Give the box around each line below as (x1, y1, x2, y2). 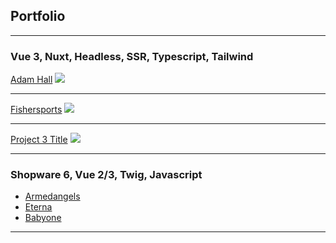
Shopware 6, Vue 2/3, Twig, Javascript (10, 168, 203, 182)
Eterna (24, 201, 53, 213)
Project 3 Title (10, 134, 68, 146)
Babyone (24, 212, 62, 224)
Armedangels (24, 190, 81, 203)
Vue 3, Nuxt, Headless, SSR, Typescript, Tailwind (10, 49, 254, 63)
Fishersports (10, 104, 63, 116)
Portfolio (10, 8, 66, 25)
